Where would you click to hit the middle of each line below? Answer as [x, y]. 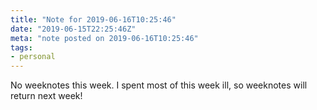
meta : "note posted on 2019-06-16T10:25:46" [104, 38]
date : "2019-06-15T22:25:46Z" [73, 29]
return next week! [46, 96]
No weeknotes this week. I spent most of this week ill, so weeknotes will [159, 85]
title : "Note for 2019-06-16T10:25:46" [93, 19]
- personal [33, 57]
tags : [21, 47]
